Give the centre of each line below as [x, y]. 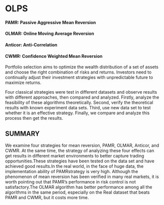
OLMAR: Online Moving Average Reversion [50, 34]
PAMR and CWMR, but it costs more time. [47, 197]
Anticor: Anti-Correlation [31, 45]
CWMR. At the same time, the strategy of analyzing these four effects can [80, 151]
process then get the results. [34, 118]
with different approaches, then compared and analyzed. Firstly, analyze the [82, 97]
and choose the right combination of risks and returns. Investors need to [78, 72]
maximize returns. [23, 83]
